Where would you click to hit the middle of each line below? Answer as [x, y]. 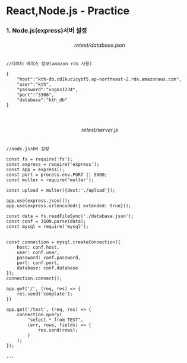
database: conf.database [47, 268]
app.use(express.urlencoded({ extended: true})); [69, 205]
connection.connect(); [34, 278]
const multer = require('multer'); [50, 180]
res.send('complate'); [45, 294]
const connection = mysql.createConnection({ [63, 242]
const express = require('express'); [53, 164]
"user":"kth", [34, 85]
